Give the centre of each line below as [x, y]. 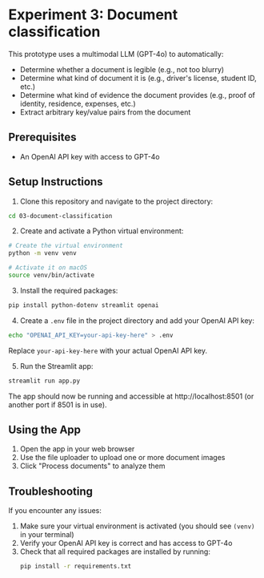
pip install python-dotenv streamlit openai [84, 305]
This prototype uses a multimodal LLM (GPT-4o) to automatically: [116, 54]
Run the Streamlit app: [56, 366]
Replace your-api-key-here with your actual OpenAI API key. [108, 350]
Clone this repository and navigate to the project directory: [116, 201]
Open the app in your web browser [77, 449]
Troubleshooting [51, 491]
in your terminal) [47, 535]
